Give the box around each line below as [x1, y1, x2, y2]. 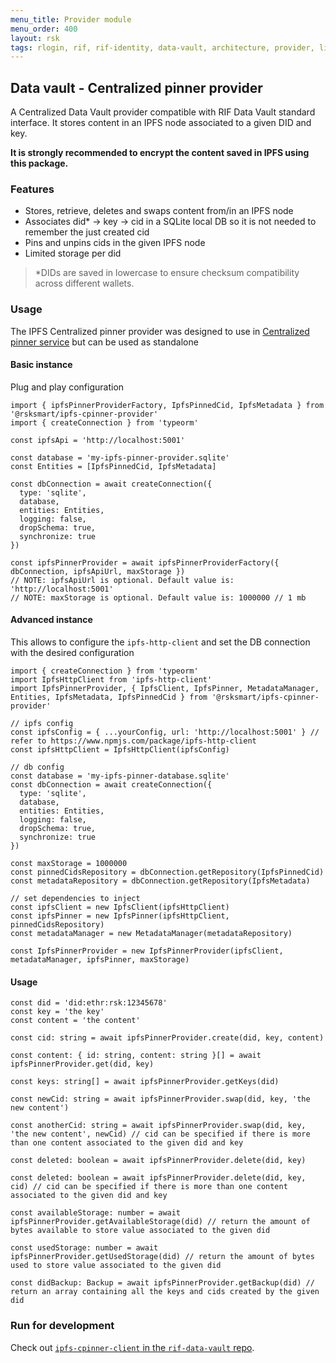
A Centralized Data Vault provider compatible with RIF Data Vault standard [10, 106, 316, 118]
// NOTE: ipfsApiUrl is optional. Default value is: [10, 575, 235, 585]
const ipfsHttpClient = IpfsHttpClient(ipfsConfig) [10, 745, 230, 755]
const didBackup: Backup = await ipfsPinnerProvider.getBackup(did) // [10, 1278, 315, 1288]
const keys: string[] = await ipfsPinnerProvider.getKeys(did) [10, 1077, 280, 1087]
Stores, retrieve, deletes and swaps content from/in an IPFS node [24, 205, 294, 217]
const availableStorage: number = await [10, 1208, 182, 1218]
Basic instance [10, 359, 73, 371]
